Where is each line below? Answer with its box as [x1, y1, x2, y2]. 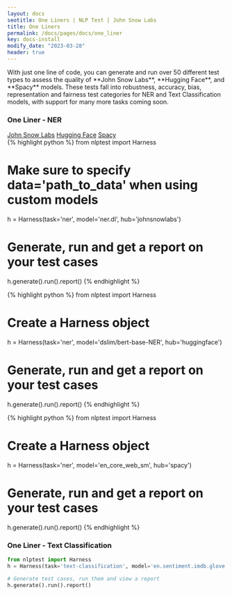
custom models [7, 192, 99, 208]
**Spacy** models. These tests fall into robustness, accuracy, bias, [7, 83, 201, 91]
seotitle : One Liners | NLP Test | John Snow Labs [7, 17, 157, 24]
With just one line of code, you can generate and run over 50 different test [7, 67, 220, 76]
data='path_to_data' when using [7, 177, 198, 193]
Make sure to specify [7, 163, 131, 178]
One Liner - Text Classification [7, 540, 113, 550]
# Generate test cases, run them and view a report [7, 575, 160, 582]
